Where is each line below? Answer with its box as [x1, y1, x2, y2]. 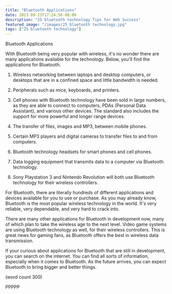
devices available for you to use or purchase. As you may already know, [5, 195, 157, 201]
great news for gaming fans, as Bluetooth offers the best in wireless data [5, 232, 159, 238]
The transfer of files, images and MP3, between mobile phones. [12, 123, 147, 130]
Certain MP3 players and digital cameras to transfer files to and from [12, 133, 158, 139]
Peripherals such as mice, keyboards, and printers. [12, 87, 120, 93]
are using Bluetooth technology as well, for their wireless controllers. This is [5, 227, 165, 233]
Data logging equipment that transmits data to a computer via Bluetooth [12, 159, 164, 165]
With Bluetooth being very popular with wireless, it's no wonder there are [5, 51, 160, 57]
